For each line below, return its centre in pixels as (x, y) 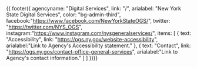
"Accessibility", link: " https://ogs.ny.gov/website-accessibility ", (82, 39)
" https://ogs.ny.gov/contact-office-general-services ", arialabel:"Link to (92, 52)
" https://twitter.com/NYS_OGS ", (44, 27)
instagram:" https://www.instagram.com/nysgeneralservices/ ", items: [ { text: (98, 33)
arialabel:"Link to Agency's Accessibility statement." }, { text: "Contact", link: (98, 45)
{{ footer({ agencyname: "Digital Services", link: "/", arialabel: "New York (94, 8)
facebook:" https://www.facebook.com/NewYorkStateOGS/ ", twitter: (88, 21)
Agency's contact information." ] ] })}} (52, 58)
